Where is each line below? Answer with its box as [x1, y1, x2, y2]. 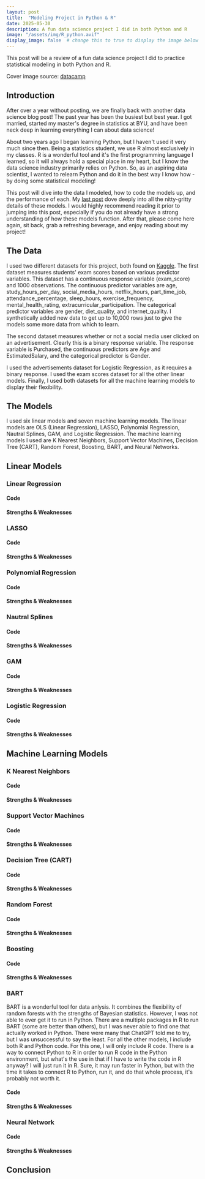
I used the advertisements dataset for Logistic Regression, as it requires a [6, 364, 192, 371]
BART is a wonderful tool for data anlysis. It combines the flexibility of [6, 1003, 182, 1011]
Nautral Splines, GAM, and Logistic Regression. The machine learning [6, 430, 182, 438]
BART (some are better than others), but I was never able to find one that [6, 1022, 190, 1030]
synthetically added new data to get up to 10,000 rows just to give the [6, 314, 182, 322]
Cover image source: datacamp [6, 73, 86, 80]
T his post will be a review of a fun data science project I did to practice [6, 55, 185, 61]
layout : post [6, 9, 40, 15]
